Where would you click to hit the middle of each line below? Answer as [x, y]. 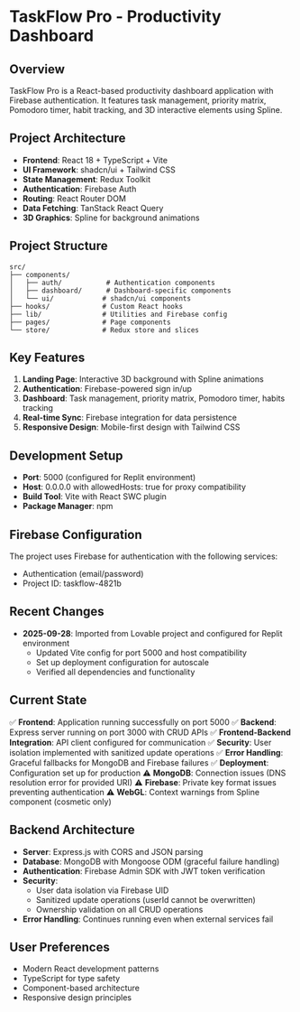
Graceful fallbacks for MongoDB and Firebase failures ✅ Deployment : [139, 762]
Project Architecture [68, 139]
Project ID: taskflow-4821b [72, 583]
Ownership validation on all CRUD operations [119, 909]
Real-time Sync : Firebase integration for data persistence [129, 418]
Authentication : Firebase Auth [79, 189]
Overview [37, 69]
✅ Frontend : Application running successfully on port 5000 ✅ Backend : [143, 722]
